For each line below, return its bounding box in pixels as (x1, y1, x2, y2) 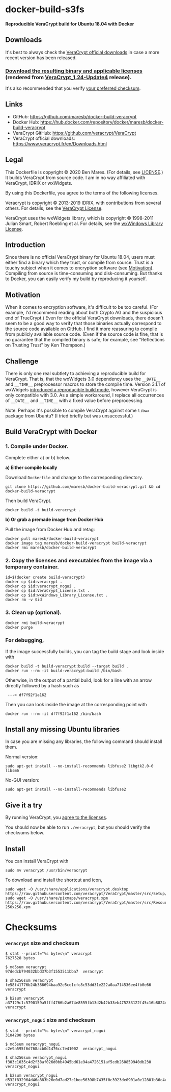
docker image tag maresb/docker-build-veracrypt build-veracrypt (5, 540, 147, 545)
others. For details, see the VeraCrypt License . (5, 205, 103, 211)
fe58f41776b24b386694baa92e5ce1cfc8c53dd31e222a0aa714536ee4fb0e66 (5, 982, 152, 988)
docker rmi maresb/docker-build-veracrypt (5, 545, 97, 550)
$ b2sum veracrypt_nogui (5, 1073, 58, 1078)
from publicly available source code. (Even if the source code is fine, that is (5, 331, 163, 337)
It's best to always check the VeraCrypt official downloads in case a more (5, 49, 160, 55)
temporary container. (5, 563, 60, 570)
